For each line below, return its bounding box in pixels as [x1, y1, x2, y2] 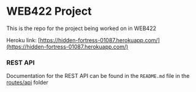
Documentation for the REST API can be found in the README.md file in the [6, 72, 190, 80]
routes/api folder [6, 79, 49, 86]
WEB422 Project [6, 4, 92, 18]
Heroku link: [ [6, 36, 40, 44]
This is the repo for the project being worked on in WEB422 [6, 25, 156, 32]
